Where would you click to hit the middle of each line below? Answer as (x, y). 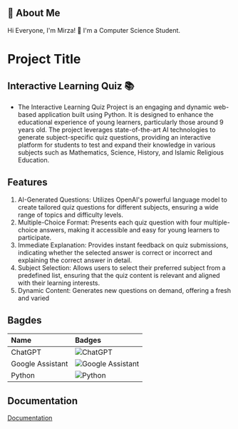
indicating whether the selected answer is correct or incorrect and (115, 252)
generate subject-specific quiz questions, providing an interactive (114, 137)
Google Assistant (40, 364)
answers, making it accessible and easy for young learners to (129, 229)
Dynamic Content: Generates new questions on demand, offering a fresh (124, 290)
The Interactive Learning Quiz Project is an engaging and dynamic (115, 107)
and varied (33, 298)
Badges (88, 341)
